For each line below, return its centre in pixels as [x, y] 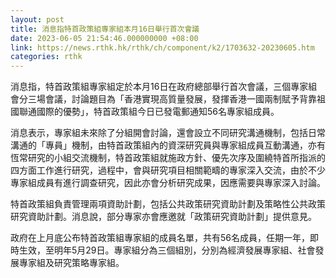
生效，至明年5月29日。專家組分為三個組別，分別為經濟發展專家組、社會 [167, 250]
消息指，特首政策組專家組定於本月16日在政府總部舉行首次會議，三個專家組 [164, 87]
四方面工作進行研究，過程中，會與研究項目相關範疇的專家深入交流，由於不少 [168, 170]
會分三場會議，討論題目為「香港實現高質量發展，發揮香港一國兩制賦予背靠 [163, 99]
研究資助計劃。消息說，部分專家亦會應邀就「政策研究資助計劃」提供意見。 [163, 217]
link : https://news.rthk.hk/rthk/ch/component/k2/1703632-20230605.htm [162, 47]
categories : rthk [46, 57]
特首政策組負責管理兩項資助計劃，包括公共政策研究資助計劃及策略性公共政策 [168, 204]
